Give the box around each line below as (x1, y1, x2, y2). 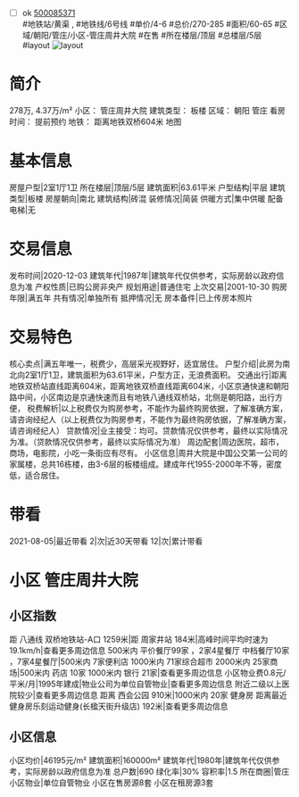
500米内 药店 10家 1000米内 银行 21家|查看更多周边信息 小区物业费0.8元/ (19, 667, 287, 677)
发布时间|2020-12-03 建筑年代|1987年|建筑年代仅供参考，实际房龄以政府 (9, 270, 277, 280)
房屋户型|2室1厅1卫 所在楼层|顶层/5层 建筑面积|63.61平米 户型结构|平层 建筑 (9, 182, 286, 193)
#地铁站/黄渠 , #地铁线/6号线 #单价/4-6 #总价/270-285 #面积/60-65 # (21, 19, 280, 29)
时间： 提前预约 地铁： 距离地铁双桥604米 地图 (9, 116, 182, 127)
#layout (21, 40, 51, 51)
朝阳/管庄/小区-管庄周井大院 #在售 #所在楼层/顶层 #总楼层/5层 (32, 30, 262, 41)
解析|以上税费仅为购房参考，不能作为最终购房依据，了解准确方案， (42, 403, 288, 413)
